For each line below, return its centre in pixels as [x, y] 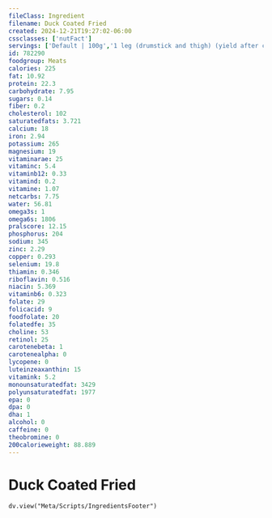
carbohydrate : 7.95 [41, 91]
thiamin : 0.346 [34, 272]
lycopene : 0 [28, 362]
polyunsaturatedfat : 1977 [52, 392]
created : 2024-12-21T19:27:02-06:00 [70, 31]
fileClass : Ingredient [47, 16]
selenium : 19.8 [34, 264]
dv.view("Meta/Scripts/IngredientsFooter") [83, 507]
